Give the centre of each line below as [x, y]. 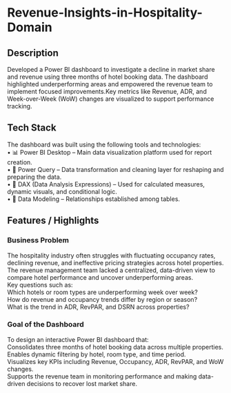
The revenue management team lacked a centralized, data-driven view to [111, 270]
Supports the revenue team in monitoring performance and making [102, 376]
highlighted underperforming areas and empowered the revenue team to [110, 84]
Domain [30, 27]
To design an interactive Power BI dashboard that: [78, 339]
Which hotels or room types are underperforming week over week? [102, 292]
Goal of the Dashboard [46, 325]
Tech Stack [32, 128]
